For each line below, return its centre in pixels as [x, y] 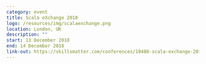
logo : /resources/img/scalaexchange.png [59, 23]
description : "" [27, 35]
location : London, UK [34, 29]
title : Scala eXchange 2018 [42, 18]
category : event [27, 12]
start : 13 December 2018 [38, 40]
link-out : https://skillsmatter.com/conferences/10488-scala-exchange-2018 [105, 52]
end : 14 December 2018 [35, 46]
